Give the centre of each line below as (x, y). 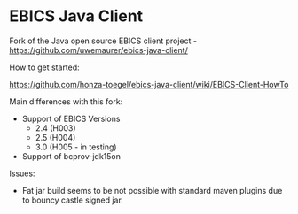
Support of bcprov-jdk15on (71, 156)
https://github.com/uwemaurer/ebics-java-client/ (98, 50)
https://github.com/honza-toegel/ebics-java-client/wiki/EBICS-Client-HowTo (149, 84)
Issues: (22, 173)
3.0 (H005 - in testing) (76, 147)
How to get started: (44, 67)
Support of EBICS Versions (71, 118)
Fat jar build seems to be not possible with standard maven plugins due (152, 190)
